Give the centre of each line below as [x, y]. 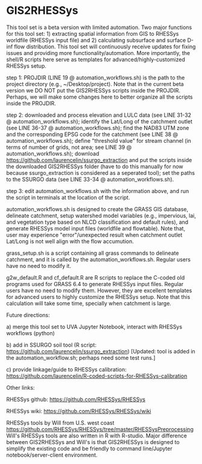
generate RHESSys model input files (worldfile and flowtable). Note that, [96, 228]
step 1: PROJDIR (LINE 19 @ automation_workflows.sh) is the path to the [96, 77]
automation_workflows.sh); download [53, 153]
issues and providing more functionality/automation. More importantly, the [98, 53]
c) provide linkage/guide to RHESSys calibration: [66, 369]
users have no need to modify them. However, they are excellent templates [99, 290]
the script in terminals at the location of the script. [68, 197]
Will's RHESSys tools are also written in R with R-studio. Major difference [96, 436]
